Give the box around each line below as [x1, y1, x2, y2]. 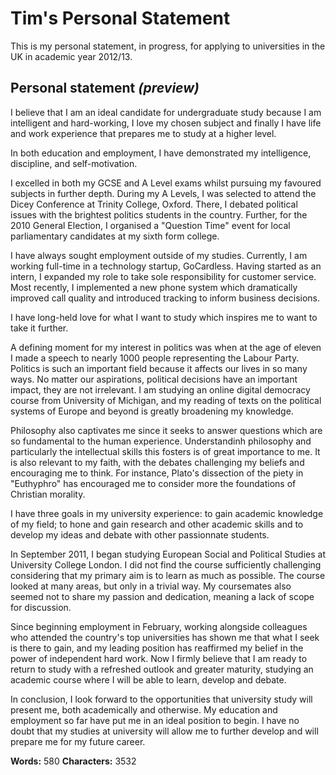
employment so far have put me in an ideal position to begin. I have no [10, 714, 300, 726]
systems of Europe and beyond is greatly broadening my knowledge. [10, 405, 294, 417]
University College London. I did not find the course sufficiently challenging [10, 558, 322, 571]
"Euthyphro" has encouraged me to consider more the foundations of [10, 477, 297, 489]
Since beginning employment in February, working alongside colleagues [10, 620, 308, 632]
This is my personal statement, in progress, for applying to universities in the [10, 40, 326, 52]
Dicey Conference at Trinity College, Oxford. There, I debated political [10, 198, 298, 210]
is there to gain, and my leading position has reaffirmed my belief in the [10, 642, 304, 654]
